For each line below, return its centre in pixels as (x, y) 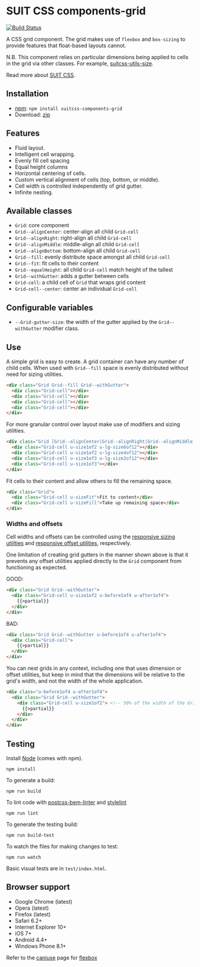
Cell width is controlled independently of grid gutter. (79, 186)
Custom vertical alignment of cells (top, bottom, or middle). (87, 179)
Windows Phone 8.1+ (40, 946)
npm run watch (24, 857)
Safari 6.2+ (29, 920)
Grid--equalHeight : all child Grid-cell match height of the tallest (94, 270)
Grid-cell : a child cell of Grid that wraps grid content (80, 283)
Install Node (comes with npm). (45, 758)
